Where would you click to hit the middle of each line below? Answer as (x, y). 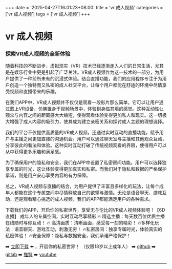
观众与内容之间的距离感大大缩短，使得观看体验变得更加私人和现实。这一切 (84, 115)
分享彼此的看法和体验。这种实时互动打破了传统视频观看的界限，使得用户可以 (86, 146)
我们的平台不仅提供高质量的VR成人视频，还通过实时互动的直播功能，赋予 (82, 133)
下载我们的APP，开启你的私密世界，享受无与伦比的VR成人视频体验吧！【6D (85, 210)
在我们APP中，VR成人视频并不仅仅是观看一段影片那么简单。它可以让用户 (82, 102)
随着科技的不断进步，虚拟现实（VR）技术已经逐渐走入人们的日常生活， (80, 66)
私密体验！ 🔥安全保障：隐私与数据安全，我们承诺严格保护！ (68, 236)
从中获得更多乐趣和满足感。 (35, 152)
